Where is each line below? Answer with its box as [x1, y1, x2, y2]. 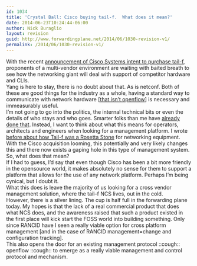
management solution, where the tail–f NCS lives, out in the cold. [6, 190, 163, 197]
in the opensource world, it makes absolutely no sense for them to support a [6, 165, 192, 172]
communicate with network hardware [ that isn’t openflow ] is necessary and [6, 95, 190, 102]
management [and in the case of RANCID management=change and [6, 227, 172, 235]
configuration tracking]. [6, 234, 64, 241]
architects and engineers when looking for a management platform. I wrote [6, 127, 188, 134]
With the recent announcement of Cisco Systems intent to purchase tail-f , [6, 57, 185, 65]
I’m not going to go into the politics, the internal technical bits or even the [6, 108, 184, 116]
